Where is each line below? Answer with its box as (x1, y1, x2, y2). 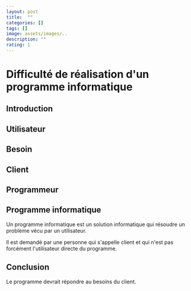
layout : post (6, 8, 39, 15)
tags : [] (6, 25, 28, 32)
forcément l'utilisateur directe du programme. (6, 245, 117, 252)
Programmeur (6, 185, 59, 195)
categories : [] (6, 20, 44, 26)
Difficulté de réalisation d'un (6, 68, 149, 81)
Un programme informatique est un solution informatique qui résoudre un (6, 221, 185, 228)
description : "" (6, 36, 46, 42)
